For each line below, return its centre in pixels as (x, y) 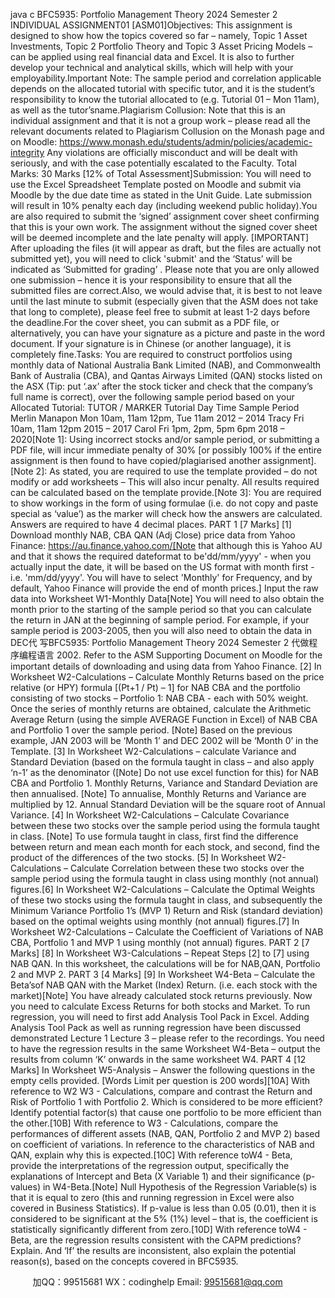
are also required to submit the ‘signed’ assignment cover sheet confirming (165, 216)
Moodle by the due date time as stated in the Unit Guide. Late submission (161, 195)
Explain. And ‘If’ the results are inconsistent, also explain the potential (153, 1250)
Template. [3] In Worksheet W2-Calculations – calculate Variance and (153, 751)
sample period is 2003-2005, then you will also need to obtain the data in (161, 630)
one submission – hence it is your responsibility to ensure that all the (151, 280)
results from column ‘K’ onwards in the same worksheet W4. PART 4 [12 (158, 1059)
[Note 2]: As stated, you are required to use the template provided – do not (164, 471)
